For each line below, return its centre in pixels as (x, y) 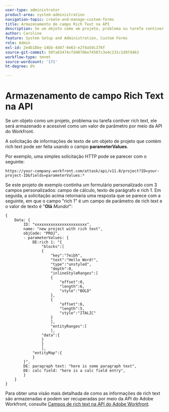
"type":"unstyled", (71, 264)
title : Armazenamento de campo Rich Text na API (57, 24)
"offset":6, (72, 304)
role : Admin (18, 43)
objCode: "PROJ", (41, 233)
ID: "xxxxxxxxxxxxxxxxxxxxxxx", (58, 225)
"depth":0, (62, 269)
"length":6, (72, 286)
